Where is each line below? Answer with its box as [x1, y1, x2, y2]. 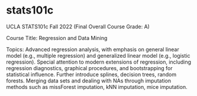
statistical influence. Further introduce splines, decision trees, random [6, 71, 177, 78]
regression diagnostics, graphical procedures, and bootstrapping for [6, 64, 173, 71]
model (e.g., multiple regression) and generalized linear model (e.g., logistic [6, 52, 190, 59]
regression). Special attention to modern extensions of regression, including [6, 58, 191, 65]
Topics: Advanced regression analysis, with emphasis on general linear [6, 45, 179, 53]
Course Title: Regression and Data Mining [6, 34, 108, 41]
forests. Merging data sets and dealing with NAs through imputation [6, 77, 172, 84]
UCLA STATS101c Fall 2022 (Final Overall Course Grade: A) [6, 23, 150, 30]
